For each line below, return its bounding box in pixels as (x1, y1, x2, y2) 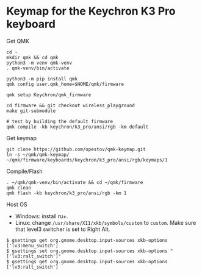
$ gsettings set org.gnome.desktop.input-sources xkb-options (6, 248, 168, 254)
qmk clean (6, 185, 32, 191)
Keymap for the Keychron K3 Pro (6, 4, 176, 18)
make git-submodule (6, 108, 56, 114)
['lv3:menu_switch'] (6, 242, 59, 249)
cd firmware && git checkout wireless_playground (6, 102, 135, 108)
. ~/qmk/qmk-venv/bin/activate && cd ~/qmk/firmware (6, 179, 143, 185)
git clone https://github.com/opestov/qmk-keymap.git (6, 146, 146, 152)
